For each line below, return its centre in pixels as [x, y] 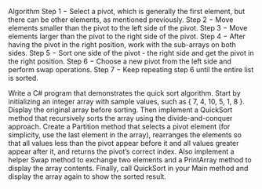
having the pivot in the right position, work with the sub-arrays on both [122, 45]
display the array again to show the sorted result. [87, 176]
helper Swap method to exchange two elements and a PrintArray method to [130, 160]
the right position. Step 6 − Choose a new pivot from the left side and [120, 61]
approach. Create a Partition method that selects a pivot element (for [119, 126]
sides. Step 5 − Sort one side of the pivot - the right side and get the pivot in [131, 53]
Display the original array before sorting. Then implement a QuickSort [120, 110]
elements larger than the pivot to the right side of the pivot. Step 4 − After [127, 36]
